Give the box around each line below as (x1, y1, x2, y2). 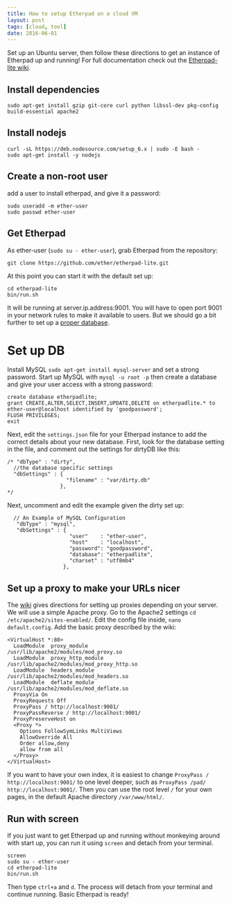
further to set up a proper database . (7, 318, 110, 326)
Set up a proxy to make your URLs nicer (7, 582, 180, 594)
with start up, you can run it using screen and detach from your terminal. (7, 839, 214, 847)
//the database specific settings (13, 464, 113, 472)
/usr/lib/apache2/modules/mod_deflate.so (7, 685, 129, 693)
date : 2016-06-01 (7, 29, 58, 37)
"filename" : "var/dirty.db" (66, 477, 151, 484)
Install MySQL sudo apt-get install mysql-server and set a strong (7, 365, 199, 374)
